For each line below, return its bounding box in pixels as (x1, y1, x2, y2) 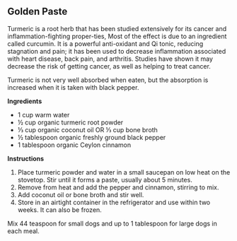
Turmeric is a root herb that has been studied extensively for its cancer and (7, 24, 227, 33)
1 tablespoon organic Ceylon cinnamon (17, 141, 132, 149)
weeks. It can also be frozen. (17, 205, 103, 214)
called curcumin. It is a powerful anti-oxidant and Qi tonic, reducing (7, 39, 204, 48)
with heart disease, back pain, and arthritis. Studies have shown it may (7, 54, 214, 63)
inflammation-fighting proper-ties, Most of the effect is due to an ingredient (7, 32, 227, 40)
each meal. (7, 226, 40, 235)
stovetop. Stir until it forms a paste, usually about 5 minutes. (17, 175, 192, 184)
